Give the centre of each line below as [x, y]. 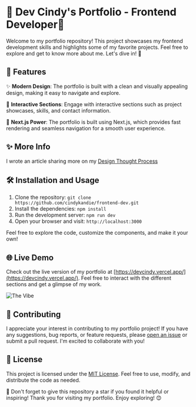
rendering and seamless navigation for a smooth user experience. [86, 128]
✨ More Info [28, 147]
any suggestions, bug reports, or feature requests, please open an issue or [97, 335]
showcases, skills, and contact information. [58, 110]
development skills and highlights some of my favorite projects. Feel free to [97, 47]
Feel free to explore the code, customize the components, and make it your [97, 233]
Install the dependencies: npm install [60, 209]
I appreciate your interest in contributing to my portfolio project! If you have [97, 329]
